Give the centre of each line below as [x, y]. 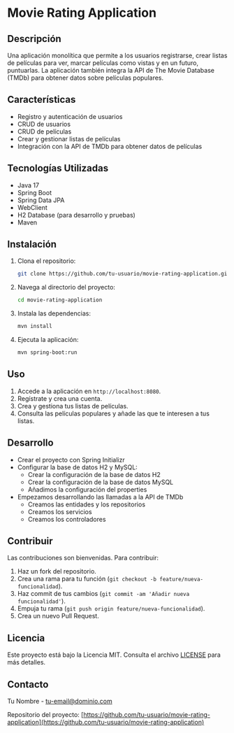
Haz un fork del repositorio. [57, 571]
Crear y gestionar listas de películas [69, 138]
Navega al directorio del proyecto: [66, 287]
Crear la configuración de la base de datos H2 [94, 474]
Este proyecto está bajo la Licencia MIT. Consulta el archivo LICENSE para [114, 655]
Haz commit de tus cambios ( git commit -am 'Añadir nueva [103, 594]
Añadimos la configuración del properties [87, 489]
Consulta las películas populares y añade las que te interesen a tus [113, 413]
